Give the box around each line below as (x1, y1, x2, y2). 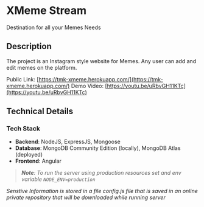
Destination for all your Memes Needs (6, 24, 102, 31)
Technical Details (6, 106, 74, 117)
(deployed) (15, 151, 43, 158)
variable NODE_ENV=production (21, 175, 96, 183)
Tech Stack (6, 124, 41, 133)
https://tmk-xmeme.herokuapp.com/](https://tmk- (38, 75, 163, 83)
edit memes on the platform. (6, 64, 77, 71)
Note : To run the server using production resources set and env (21, 169, 181, 177)
